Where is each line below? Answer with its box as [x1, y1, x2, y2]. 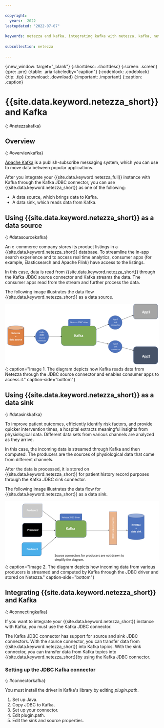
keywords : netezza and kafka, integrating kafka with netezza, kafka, [5, 34, 152, 39]
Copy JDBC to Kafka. [12, 702, 55, 707]
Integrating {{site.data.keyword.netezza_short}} [5, 588, 156, 597]
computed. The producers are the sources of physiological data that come [5, 451, 155, 457]
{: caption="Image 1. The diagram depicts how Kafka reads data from [5, 366, 144, 372]
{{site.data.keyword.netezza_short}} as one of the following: [5, 184, 126, 191]
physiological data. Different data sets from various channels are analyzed [5, 432, 155, 438]
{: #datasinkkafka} [5, 412, 42, 417]
